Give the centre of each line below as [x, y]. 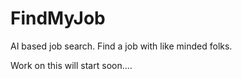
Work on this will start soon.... [71, 65]
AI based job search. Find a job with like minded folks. [121, 46]
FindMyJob [58, 18]
